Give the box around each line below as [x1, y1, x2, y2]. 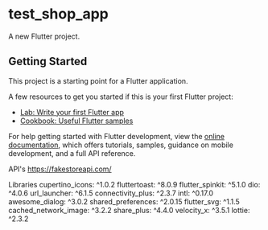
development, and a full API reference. [8, 148, 136, 158]
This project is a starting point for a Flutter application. [8, 76, 188, 85]
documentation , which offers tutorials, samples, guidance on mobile [8, 140, 233, 150]
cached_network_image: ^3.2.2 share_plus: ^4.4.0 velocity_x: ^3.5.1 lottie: [8, 205, 250, 215]
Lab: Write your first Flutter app [19, 107, 125, 117]
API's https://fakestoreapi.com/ [8, 164, 112, 174]
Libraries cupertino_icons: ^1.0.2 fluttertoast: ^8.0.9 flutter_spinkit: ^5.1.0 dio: [8, 179, 261, 189]
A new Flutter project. [8, 31, 80, 41]
